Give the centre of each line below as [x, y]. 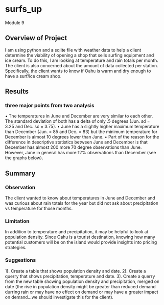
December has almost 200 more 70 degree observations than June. [73, 147]
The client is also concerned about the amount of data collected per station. [82, 65]
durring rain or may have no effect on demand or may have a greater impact [82, 292]
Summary [20, 173]
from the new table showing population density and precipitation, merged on [82, 281]
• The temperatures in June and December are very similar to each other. [79, 116]
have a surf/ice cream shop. [33, 76]
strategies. [16, 248]
